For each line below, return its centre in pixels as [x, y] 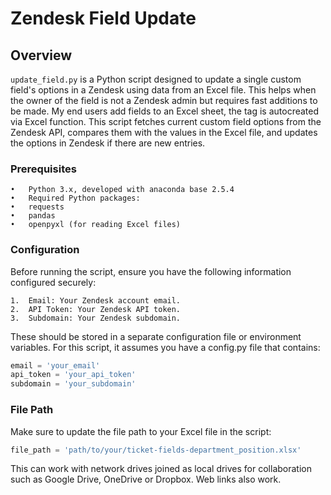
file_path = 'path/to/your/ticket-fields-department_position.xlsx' [156, 450]
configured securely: [53, 282]
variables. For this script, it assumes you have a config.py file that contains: [165, 347]
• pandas [33, 216]
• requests [37, 207]
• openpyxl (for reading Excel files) [96, 225]
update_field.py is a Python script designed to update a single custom [156, 79]
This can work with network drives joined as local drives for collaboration [161, 469]
